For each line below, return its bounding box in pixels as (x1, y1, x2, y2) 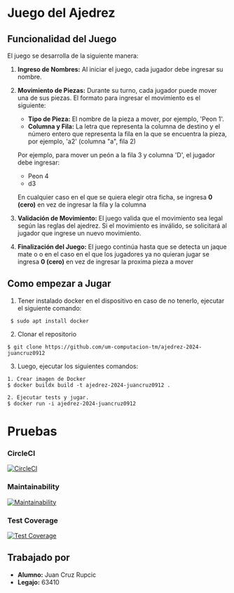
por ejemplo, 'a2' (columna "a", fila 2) (27, 137, 137, 145)
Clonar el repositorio (17, 330, 77, 338)
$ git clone (7, 343, 42, 351)
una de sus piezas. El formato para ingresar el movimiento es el (17, 93, 201, 102)
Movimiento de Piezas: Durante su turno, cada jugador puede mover (17, 86, 217, 94)
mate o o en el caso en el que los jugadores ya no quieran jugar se (17, 250, 210, 258)
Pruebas (7, 424, 57, 439)
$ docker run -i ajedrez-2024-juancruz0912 (7, 400, 137, 407)
